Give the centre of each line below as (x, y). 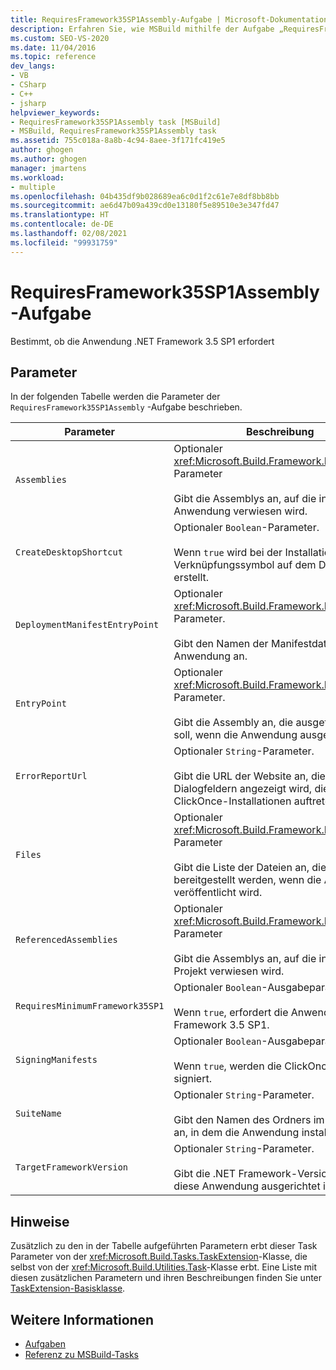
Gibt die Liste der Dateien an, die (250, 868)
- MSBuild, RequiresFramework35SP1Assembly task (113, 131)
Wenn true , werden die (227, 1066)
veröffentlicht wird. (218, 893)
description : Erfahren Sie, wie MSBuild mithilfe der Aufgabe (142, 29)
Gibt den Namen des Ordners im (249, 1120)
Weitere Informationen (82, 1319)
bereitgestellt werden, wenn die (247, 880)
